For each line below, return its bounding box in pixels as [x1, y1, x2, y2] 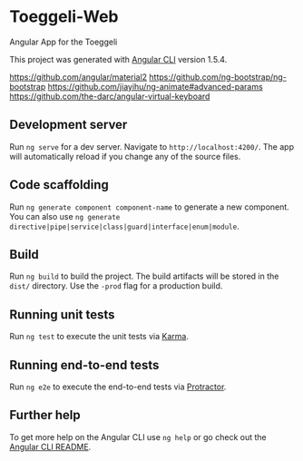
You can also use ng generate [9, 211, 121, 221]
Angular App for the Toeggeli [9, 36, 118, 47]
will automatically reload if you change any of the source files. [9, 151, 241, 162]
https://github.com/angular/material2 [9, 71, 148, 83]
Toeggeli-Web [9, 6, 120, 27]
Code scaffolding [9, 177, 109, 192]
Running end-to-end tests [9, 357, 160, 373]
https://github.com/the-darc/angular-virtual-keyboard [9, 91, 210, 102]
